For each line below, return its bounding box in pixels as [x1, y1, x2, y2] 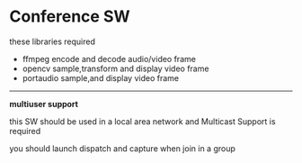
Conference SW [9, 6, 130, 27]
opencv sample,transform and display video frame [22, 63, 209, 74]
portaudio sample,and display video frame [22, 72, 180, 83]
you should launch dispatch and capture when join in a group [9, 142, 236, 154]
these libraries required [9, 36, 96, 47]
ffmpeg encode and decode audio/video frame [22, 53, 196, 64]
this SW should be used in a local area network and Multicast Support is [9, 115, 276, 127]
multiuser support [9, 98, 79, 109]
